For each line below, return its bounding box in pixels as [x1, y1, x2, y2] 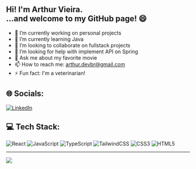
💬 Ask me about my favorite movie [14, 54, 97, 61]
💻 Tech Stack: [6, 122, 60, 132]
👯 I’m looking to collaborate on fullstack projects [14, 42, 131, 49]
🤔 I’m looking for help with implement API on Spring [14, 48, 138, 55]
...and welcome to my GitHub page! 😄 [6, 14, 147, 24]
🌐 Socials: [6, 89, 44, 99]
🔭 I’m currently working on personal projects [14, 29, 121, 36]
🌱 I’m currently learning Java [14, 35, 84, 43]
